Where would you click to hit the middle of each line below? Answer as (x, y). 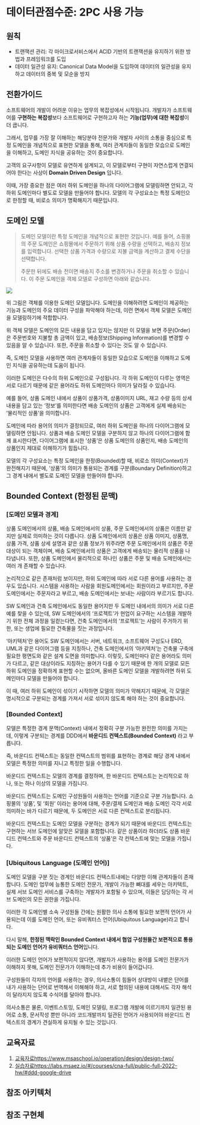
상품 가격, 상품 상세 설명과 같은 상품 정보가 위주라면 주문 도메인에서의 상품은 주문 (100, 544)
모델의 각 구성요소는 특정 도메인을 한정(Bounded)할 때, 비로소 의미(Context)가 (97, 460)
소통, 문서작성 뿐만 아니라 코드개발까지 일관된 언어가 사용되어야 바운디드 (101, 1015)
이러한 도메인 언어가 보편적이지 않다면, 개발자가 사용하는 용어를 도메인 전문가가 (98, 959)
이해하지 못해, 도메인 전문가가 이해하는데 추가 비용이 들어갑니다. (80, 967)
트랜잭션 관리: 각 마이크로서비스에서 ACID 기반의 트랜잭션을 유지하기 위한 (99, 52)
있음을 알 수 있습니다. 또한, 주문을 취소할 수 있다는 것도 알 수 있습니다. (87, 345)
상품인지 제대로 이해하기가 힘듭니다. (48, 448)
